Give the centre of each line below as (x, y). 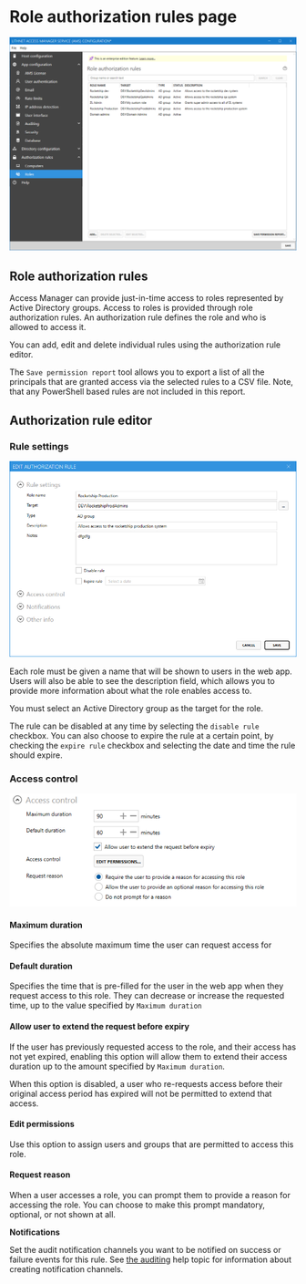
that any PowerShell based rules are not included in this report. (127, 392)
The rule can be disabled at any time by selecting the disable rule (134, 726)
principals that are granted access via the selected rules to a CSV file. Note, (152, 382)
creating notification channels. (66, 1268)
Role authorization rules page (123, 17)
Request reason (40, 1175)
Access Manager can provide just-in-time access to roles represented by (147, 298)
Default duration (41, 966)
